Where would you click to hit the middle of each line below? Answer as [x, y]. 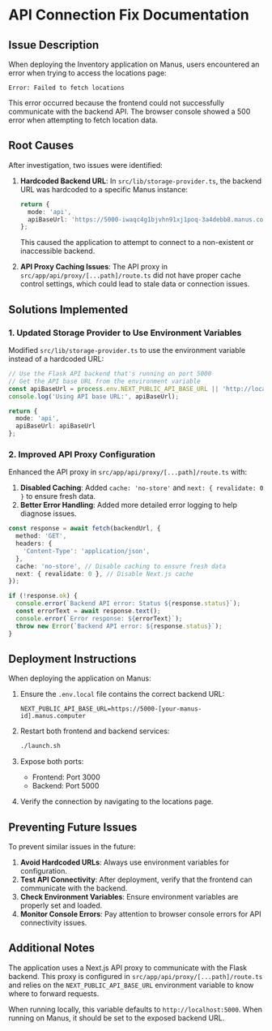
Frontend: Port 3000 [66, 777]
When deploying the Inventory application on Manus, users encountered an [134, 64]
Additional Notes [52, 948]
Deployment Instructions [72, 659]
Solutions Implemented [68, 309]
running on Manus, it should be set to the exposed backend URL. [117, 1018]
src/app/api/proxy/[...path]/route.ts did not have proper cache [130, 275]
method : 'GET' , [41, 536]
